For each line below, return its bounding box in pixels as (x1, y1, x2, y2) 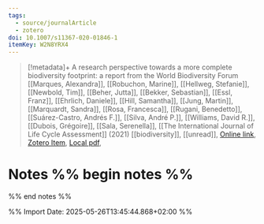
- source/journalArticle (15, 19, 97, 27)
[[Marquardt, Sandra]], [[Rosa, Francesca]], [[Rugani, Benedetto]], (27, 104, 243, 114)
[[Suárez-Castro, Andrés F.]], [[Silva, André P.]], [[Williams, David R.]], (27, 113, 255, 122)
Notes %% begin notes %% (8, 166, 194, 184)
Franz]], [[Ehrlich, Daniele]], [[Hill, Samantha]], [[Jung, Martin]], (27, 96, 234, 106)
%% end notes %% (8, 192, 73, 201)
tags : (8, 11, 26, 20)
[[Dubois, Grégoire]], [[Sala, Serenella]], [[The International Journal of (27, 121, 255, 131)
